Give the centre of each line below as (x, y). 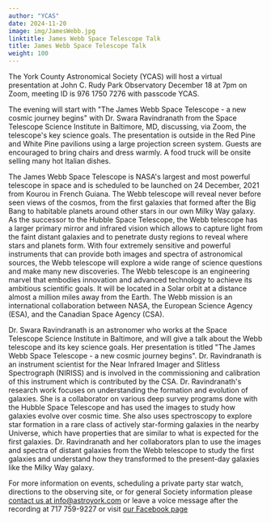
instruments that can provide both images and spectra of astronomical (126, 254)
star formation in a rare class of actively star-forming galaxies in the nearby (134, 424)
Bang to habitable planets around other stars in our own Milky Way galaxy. (132, 211)
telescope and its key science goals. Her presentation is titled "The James (132, 347)
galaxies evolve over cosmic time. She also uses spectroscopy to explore (130, 416)
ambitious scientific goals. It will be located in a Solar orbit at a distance (128, 289)
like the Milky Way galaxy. (51, 467)
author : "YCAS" (34, 16)
